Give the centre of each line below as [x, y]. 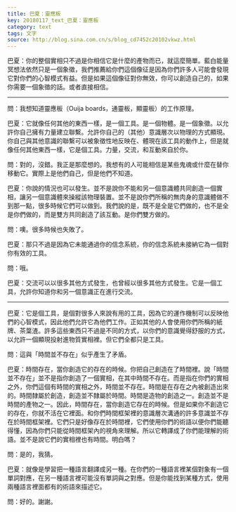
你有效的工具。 [29, 253]
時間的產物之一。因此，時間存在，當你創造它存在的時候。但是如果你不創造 [115, 405]
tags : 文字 [22, 33]
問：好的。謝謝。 [32, 501]
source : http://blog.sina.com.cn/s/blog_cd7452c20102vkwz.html [102, 40]
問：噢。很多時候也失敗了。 [47, 229]
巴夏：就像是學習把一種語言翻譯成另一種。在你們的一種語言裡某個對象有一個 [118, 469]
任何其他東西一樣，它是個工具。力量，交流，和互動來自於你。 [102, 150]
